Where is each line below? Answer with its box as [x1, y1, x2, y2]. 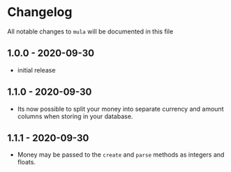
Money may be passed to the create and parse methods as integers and [17, 150, 225, 159]
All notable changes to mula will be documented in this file [7, 27, 174, 36]
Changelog [7, 4, 73, 20]
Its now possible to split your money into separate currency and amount [17, 104, 224, 113]
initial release [17, 65, 56, 74]
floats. [17, 158, 36, 166]
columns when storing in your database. [17, 112, 133, 120]
